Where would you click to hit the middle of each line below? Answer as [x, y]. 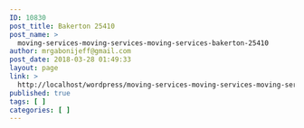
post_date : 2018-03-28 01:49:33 [70, 59]
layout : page [34, 69]
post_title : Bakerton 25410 [62, 26]
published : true [40, 93]
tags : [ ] [28, 101]
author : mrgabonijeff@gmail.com [70, 51]
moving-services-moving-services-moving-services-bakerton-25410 [143, 43]
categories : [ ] [40, 110]
